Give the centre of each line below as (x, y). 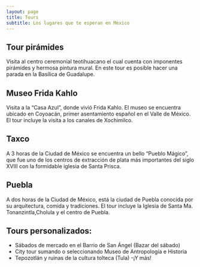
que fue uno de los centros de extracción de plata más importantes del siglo (100, 160)
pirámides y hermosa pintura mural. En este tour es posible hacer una (92, 68)
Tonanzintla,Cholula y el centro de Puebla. (58, 212)
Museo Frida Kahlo (42, 93)
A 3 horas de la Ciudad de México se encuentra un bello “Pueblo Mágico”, (97, 153)
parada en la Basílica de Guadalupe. (51, 74)
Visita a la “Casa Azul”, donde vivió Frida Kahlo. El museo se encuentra (94, 107)
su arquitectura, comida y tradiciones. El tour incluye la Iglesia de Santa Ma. (100, 206)
